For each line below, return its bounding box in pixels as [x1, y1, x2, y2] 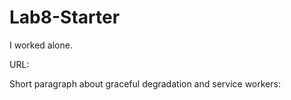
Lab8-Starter [9, 6, 121, 29]
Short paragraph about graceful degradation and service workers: [9, 77, 281, 90]
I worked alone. [9, 39, 73, 51]
